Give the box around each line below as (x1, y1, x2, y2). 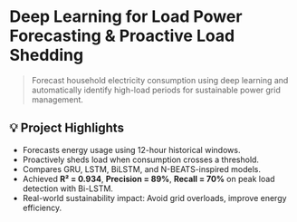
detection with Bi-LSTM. (22, 183, 113, 194)
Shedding (9, 45, 84, 65)
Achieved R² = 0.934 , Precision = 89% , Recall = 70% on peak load (22, 173, 275, 184)
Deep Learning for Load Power (9, 6, 243, 27)
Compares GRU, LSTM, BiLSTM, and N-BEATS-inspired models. (22, 163, 261, 174)
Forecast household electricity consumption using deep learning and (31, 74, 289, 85)
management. (31, 93, 84, 105)
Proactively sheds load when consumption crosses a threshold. (22, 154, 260, 165)
